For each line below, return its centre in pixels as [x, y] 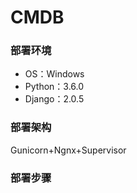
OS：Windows [54, 74]
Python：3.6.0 [54, 87]
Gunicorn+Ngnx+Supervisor [68, 150]
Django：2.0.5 [54, 99]
